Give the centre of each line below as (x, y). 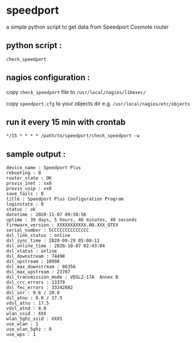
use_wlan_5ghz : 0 (29, 329)
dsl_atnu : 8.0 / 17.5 (34, 298)
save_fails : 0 (25, 194)
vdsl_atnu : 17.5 (28, 303)
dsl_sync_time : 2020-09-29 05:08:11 (53, 241)
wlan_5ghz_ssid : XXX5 (34, 319)
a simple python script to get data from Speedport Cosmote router (87, 27)
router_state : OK (29, 178)
